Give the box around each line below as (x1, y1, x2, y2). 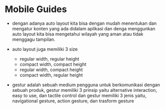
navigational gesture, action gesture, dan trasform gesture (12, 97, 134, 104)
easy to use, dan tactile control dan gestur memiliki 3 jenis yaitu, (12, 92, 147, 98)
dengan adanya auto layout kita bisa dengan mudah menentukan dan (12, 20, 157, 26)
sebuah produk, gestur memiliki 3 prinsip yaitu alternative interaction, (12, 87, 157, 93)
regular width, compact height (19, 67, 83, 73)
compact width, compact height (19, 61, 87, 67)
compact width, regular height (19, 72, 83, 78)
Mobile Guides (5, 4, 67, 15)
